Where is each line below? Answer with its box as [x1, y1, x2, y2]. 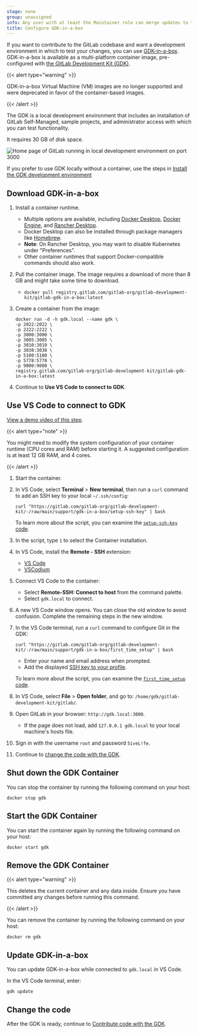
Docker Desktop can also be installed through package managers [24, 228, 183, 235]
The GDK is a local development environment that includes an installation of [6, 112, 190, 119]
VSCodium [24, 565, 51, 573]
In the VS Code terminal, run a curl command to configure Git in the [15, 624, 180, 631]
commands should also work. [24, 259, 96, 267]
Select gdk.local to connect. [24, 595, 93, 602]
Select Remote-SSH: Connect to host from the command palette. [24, 588, 183, 596]
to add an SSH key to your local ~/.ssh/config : [15, 492, 129, 499]
